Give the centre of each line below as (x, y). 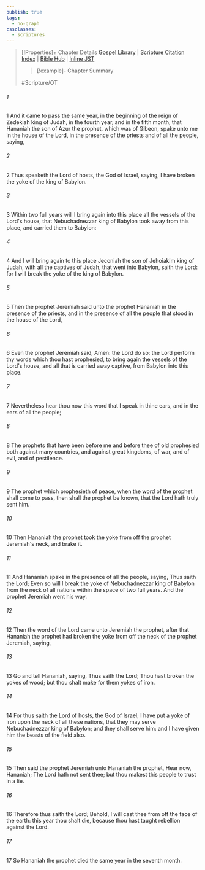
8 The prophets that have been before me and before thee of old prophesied (103, 445)
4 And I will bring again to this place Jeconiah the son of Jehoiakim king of (100, 260)
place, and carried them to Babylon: (51, 227)
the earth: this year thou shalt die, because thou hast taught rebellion (93, 821)
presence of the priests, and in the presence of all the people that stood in (100, 313)
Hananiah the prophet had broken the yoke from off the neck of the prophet (102, 636)
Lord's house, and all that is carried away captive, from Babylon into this (97, 366)
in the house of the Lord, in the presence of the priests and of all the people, (102, 135)
